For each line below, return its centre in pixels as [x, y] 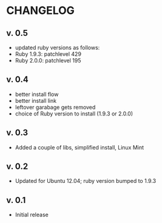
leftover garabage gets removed [55, 107]
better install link [35, 100]
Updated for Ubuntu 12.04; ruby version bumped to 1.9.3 [86, 181]
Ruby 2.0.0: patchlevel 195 [48, 60]
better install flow [37, 94]
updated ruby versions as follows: [57, 47]
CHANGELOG [40, 11]
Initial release [32, 215]
